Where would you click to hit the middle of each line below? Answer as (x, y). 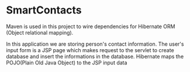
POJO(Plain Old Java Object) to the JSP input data (67, 63)
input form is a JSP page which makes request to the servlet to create (90, 50)
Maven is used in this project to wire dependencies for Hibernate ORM (91, 26)
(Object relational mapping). (40, 32)
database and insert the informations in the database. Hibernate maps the (95, 56)
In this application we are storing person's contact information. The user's (95, 44)
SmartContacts (44, 10)
